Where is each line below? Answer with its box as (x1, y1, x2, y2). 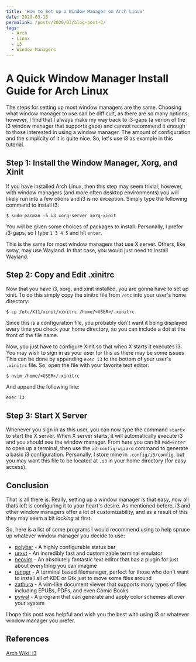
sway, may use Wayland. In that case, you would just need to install (6, 246, 169, 253)
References (6, 634, 49, 644)
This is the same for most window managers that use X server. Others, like (6, 241, 185, 248)
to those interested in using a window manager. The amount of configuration (6, 128, 191, 135)
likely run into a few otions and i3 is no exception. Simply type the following (6, 195, 188, 202)
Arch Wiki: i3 (6, 649, 37, 656)
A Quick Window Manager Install (6, 71, 169, 85)
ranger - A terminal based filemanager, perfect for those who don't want (14, 568, 189, 575)
